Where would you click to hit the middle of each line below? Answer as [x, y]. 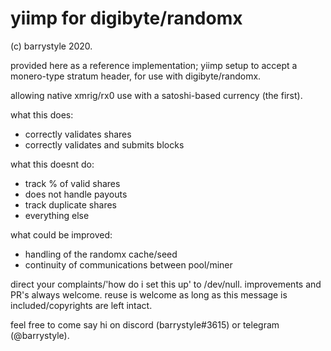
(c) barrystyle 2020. [51, 46]
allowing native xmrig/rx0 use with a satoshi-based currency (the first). [156, 95]
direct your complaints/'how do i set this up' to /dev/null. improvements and [166, 284]
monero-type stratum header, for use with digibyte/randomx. [136, 76]
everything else [57, 215]
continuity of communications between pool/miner [128, 264]
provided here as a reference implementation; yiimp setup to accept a [154, 65]
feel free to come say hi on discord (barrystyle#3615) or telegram [145, 324]
